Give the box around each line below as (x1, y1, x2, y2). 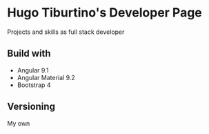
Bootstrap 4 (17, 81, 51, 89)
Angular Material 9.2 (17, 73, 76, 82)
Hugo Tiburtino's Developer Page (7, 5, 202, 21)
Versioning (7, 101, 55, 113)
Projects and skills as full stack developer (7, 28, 125, 36)
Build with (7, 48, 51, 59)
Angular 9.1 (17, 66, 49, 74)
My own (7, 119, 30, 127)
